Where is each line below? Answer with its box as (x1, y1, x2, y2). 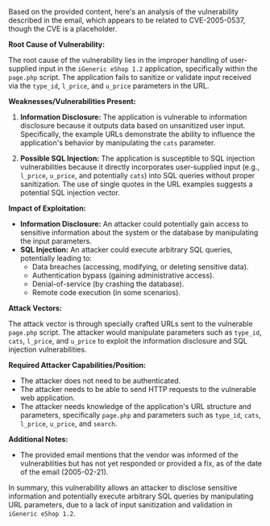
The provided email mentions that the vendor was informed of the (19, 450, 239, 459)
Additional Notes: (8, 435, 69, 444)
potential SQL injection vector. (19, 188, 121, 197)
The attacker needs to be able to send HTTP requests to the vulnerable (19, 385, 256, 394)
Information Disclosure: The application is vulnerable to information (19, 112, 247, 122)
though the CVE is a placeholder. (8, 24, 118, 33)
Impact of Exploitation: (8, 203, 86, 213)
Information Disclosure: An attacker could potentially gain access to (19, 219, 248, 228)
